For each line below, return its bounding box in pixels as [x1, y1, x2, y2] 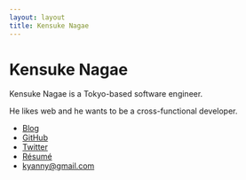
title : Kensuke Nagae [9, 21, 90, 30]
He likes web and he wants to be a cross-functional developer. [9, 106, 238, 116]
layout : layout [9, 12, 66, 22]
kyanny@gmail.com [21, 160, 95, 171]
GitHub [21, 132, 49, 143]
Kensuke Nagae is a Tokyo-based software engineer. [9, 89, 203, 99]
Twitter [21, 142, 49, 153]
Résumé [21, 152, 52, 162]
